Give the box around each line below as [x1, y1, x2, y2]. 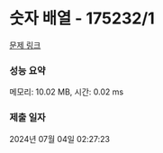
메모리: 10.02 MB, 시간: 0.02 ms [9, 86, 124, 97]
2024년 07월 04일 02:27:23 [9, 133, 111, 144]
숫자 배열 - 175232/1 [9, 8, 155, 29]
